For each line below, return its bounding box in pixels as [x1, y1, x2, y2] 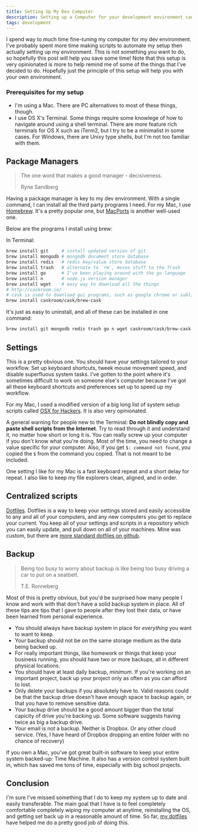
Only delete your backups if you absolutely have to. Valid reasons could [14, 687, 189, 694]
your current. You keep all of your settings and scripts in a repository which [6, 519, 189, 526]
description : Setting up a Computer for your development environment [6, 14, 183, 20]
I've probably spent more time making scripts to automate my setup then [6, 42, 183, 49]
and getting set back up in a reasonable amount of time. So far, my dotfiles [6, 813, 187, 820]
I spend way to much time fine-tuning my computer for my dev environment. [6, 36, 192, 43]
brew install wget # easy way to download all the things [6, 281, 160, 287]
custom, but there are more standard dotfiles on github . [6, 532, 141, 539]
